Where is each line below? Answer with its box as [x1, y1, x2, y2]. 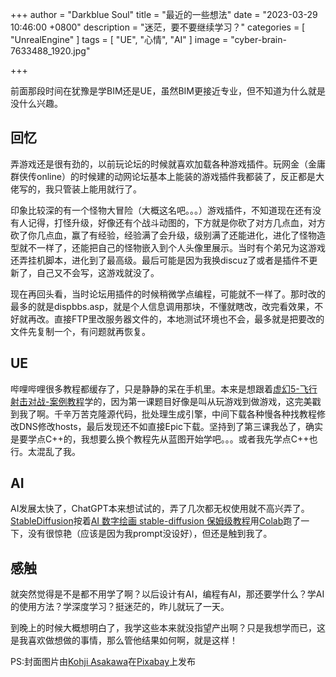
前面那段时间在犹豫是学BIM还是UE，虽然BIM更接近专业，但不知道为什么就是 [10, 85, 326, 97]
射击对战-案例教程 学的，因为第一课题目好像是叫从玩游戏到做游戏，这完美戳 [10, 395, 322, 407]
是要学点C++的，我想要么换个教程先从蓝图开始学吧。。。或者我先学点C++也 [10, 433, 318, 445]
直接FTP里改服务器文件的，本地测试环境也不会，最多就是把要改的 [53, 313, 325, 325]
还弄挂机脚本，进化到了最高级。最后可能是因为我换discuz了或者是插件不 [10, 254, 310, 266]
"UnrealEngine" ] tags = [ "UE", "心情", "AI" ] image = [10, 34, 229, 45]
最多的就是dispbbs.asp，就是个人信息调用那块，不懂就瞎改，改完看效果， [10, 300, 315, 312]
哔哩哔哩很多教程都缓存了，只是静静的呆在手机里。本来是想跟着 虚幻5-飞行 [10, 383, 318, 395]
